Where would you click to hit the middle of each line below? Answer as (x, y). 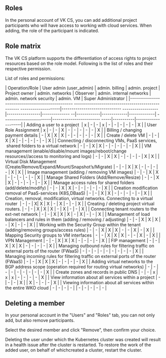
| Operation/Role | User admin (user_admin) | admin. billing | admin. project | (83, 88)
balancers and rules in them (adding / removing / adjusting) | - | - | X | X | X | (83, 219)
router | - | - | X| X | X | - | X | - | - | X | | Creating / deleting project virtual (80, 204)
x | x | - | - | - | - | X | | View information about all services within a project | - (83, 277)
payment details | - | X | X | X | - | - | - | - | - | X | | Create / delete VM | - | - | (82, 135)
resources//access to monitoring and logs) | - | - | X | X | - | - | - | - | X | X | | (82, 156)
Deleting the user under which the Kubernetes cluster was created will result (83, 340)
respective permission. (28, 68)
